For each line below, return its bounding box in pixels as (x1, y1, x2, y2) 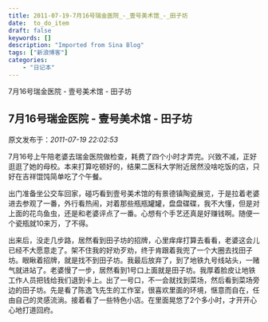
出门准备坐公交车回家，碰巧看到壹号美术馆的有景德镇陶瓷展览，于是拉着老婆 (8, 188, 260, 198)
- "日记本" (22, 64, 55, 72)
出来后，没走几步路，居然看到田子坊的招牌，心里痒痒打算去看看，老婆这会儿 (8, 235, 260, 245)
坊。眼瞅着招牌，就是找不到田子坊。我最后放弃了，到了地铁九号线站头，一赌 (8, 255, 260, 265)
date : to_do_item (8, 19, 69, 27)
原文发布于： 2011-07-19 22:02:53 (8, 135, 118, 144)
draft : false (8, 26, 52, 34)
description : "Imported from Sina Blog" (8, 41, 145, 49)
